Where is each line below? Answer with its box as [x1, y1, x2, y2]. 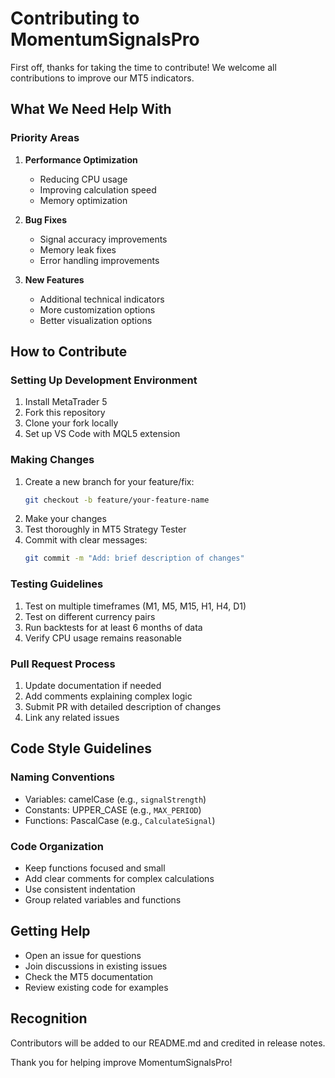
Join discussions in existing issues [24, 960, 168, 972]
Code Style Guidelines [10, 740, 152, 757]
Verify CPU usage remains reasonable [24, 632, 182, 644]
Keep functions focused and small [24, 862, 166, 874]
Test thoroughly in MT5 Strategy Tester [24, 523, 187, 536]
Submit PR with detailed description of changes [24, 700, 222, 712]
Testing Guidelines [10, 577, 104, 591]
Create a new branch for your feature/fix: [24, 475, 195, 487]
